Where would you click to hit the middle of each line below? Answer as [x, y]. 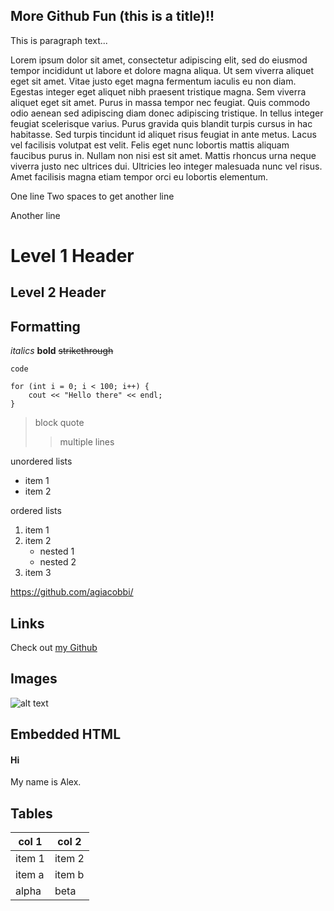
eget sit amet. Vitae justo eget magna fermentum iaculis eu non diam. [153, 81]
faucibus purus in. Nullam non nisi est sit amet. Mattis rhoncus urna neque [163, 155]
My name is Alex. [46, 782]
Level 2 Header [58, 292]
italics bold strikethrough [62, 351]
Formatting [45, 326]
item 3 [38, 573]
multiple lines [87, 442]
